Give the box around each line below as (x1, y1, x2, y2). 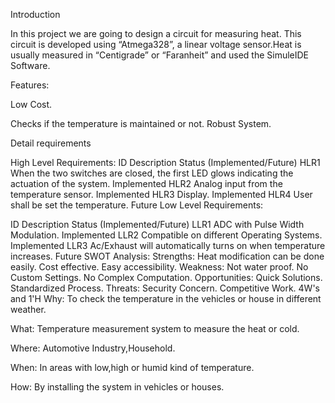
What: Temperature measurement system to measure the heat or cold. (10, 323, 300, 334)
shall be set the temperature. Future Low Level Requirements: (10, 199, 264, 211)
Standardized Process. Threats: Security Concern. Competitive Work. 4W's (10, 282, 320, 294)
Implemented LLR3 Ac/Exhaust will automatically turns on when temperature (10, 240, 326, 251)
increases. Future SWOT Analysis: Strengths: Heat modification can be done (10, 250, 325, 262)
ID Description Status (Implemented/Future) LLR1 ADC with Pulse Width (10, 219, 305, 230)
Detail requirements (10, 137, 92, 149)
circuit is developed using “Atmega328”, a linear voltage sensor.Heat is (10, 39, 302, 50)
